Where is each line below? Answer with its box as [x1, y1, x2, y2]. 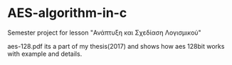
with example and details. [7, 49, 83, 58]
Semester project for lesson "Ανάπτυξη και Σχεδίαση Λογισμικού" [7, 28, 201, 37]
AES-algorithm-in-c [7, 5, 127, 21]
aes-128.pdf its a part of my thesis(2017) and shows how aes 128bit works [7, 42, 225, 50]
